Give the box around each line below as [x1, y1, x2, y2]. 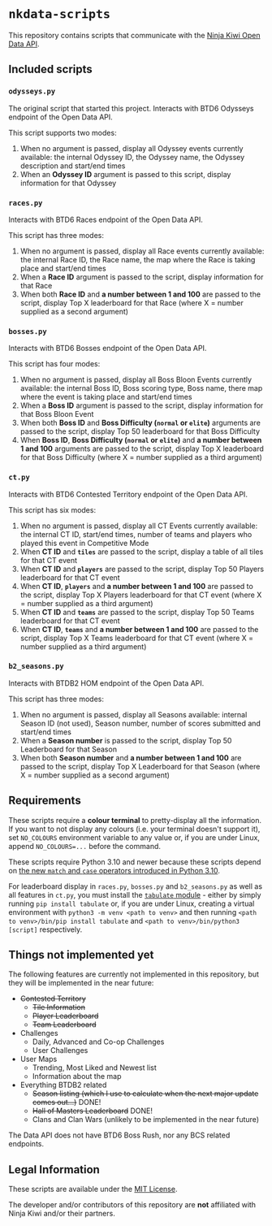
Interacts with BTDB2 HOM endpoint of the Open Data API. [8, 678, 205, 688]
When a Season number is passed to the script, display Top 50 [19, 735, 232, 745]
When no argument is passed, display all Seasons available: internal [19, 709, 248, 719]
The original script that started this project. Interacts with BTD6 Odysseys [8, 103, 254, 113]
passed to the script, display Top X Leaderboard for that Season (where [19, 761, 261, 771]
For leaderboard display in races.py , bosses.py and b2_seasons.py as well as [8, 881, 262, 891]
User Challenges [32, 1046, 89, 1055]
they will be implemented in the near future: [8, 978, 154, 988]
